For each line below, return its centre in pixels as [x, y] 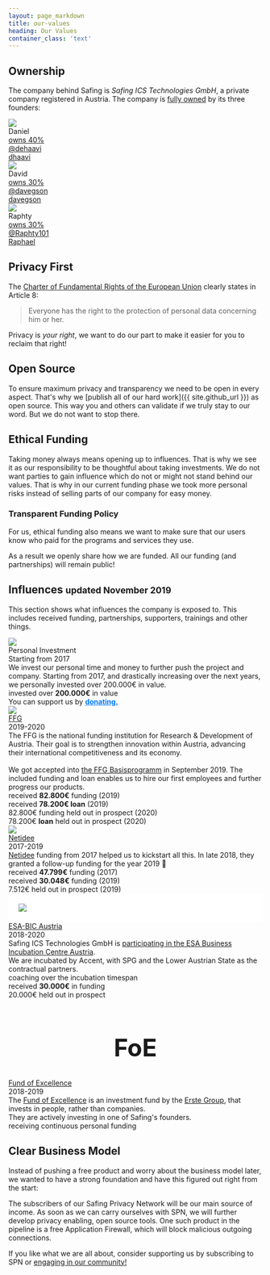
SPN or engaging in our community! [68, 1262]
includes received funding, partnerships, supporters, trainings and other [128, 617]
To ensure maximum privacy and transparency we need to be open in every [134, 388]
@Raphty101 [29, 233]
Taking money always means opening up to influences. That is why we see [133, 459]
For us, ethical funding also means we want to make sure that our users [127, 531]
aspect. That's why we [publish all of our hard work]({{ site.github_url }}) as [134, 397]
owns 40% [26, 140]
